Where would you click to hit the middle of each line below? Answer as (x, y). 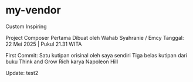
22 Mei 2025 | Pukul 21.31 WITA (44, 44)
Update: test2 (22, 73)
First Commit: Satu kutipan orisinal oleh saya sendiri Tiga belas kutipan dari (97, 55)
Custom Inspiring (26, 26)
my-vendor (33, 10)
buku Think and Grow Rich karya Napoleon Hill (62, 61)
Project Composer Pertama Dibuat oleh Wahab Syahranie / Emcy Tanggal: (95, 37)
